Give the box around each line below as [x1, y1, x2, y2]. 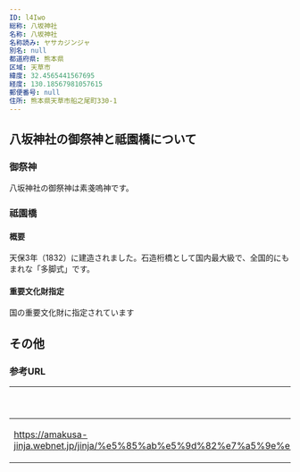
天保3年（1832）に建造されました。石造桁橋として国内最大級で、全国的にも [9, 252, 290, 264]
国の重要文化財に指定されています [9, 308, 135, 318]
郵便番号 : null [9, 88, 61, 97]
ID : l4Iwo [9, 13, 46, 22]
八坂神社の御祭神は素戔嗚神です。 [9, 182, 134, 193]
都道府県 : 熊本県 [9, 55, 64, 63]
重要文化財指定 [9, 285, 64, 296]
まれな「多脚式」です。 [9, 264, 96, 274]
